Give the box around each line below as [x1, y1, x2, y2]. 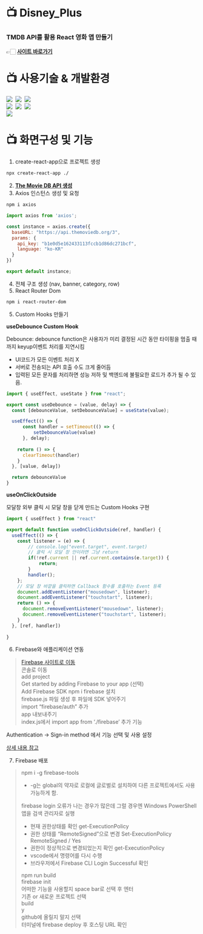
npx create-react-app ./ [6, 170, 69, 176]
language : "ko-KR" [17, 246, 64, 252]
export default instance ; [6, 269, 72, 275]
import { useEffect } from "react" [6, 516, 96, 522]
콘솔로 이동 [21, 666, 48, 673]
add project [21, 673, 50, 681]
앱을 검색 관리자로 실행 [21, 810, 75, 817]
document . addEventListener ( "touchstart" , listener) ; [17, 594, 153, 600]
